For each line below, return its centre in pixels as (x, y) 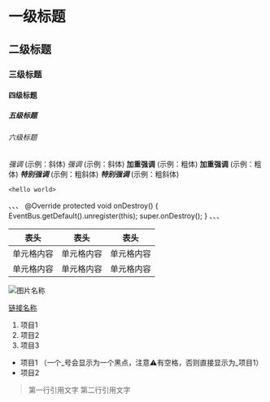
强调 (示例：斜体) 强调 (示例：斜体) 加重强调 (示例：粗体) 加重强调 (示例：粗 (135, 164)
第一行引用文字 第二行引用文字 (79, 390)
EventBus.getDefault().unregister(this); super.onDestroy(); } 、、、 (116, 215)
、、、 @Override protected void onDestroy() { (83, 205)
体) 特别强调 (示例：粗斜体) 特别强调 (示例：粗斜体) (94, 174)
